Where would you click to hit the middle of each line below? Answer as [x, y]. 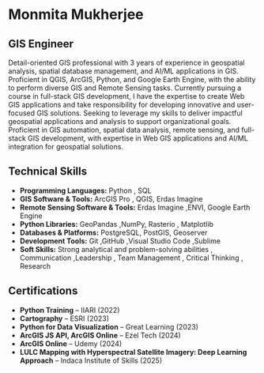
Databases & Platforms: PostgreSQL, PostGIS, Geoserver [113, 232]
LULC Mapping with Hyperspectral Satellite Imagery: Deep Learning [133, 352]
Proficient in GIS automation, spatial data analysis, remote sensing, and [124, 130]
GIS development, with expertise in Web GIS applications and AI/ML [138, 138]
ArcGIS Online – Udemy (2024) [71, 343]
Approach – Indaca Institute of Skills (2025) [91, 360]
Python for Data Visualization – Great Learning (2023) [109, 326]
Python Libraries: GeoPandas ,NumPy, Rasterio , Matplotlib [116, 224]
